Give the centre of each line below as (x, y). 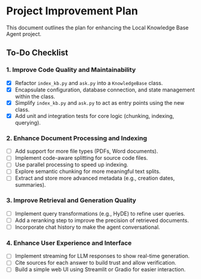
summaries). (30, 185)
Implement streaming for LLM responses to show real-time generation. (102, 256)
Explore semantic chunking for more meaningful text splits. (88, 171)
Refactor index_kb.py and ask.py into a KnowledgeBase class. (89, 83)
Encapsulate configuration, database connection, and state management (105, 90)
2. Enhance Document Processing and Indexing (76, 138)
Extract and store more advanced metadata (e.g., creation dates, (95, 178)
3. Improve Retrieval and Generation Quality (71, 201)
